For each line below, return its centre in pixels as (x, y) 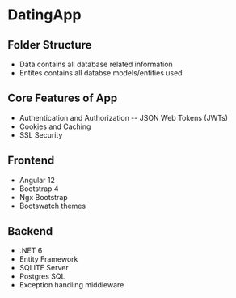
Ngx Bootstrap (43, 197)
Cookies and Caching (55, 126)
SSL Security (41, 134)
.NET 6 (31, 251)
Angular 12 (37, 180)
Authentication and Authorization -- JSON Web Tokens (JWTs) (123, 117)
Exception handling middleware (72, 285)
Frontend (31, 161)
